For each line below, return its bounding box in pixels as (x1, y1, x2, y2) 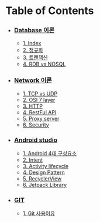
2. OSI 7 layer (22, 96, 56, 103)
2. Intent (22, 156, 43, 163)
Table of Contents (5, 4, 94, 18)
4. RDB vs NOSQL (22, 60, 66, 68)
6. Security (22, 121, 49, 128)
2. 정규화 (22, 47, 43, 54)
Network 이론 (13, 76, 52, 84)
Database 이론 (13, 26, 55, 35)
